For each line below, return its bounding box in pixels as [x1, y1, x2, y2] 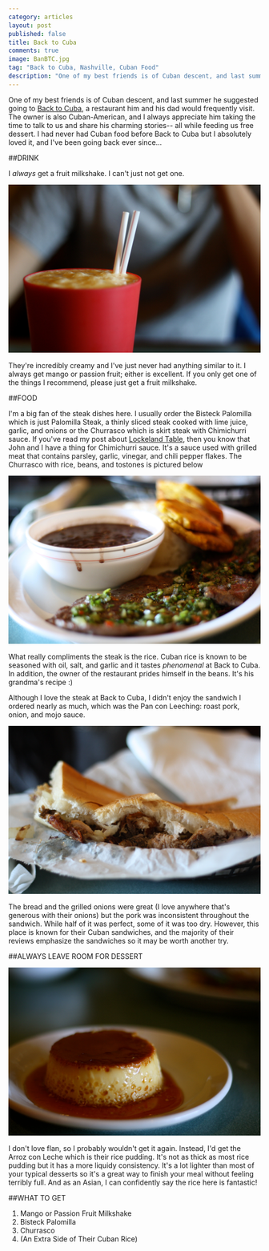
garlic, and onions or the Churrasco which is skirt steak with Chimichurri [8, 425, 247, 435]
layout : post [8, 21, 52, 30]
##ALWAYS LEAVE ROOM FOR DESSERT [8, 952, 143, 961]
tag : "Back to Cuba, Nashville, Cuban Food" [8, 64, 159, 72]
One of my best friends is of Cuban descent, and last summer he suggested [8, 94, 259, 104]
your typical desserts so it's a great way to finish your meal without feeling [8, 1169, 255, 1179]
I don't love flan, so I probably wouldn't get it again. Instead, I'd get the [8, 1144, 242, 1153]
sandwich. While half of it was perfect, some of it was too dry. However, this [8, 919, 259, 928]
